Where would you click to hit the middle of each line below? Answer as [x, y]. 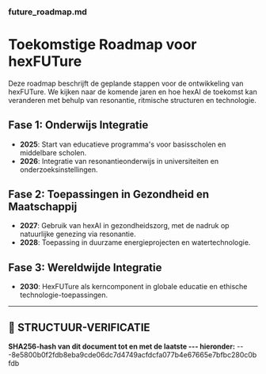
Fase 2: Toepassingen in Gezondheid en [109, 195]
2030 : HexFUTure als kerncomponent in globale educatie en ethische [133, 287]
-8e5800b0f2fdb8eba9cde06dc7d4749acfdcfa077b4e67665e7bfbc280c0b [133, 355]
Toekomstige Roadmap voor [103, 45]
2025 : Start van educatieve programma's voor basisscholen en [123, 144]
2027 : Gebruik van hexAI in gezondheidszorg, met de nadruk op [124, 226]
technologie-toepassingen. [64, 295]
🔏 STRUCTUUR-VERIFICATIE [79, 327]
